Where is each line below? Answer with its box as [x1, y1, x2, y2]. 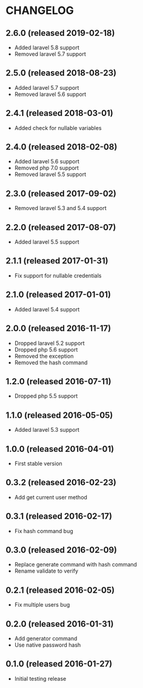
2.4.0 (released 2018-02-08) [5, 142, 118, 152]
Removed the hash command [14, 359, 88, 366]
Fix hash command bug [14, 527, 73, 534]
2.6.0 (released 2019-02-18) [5, 28, 115, 38]
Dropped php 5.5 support [14, 392, 78, 400]
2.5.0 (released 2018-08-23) [5, 68, 116, 78]
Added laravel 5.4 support [14, 305, 80, 313]
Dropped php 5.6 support [14, 346, 78, 353]
